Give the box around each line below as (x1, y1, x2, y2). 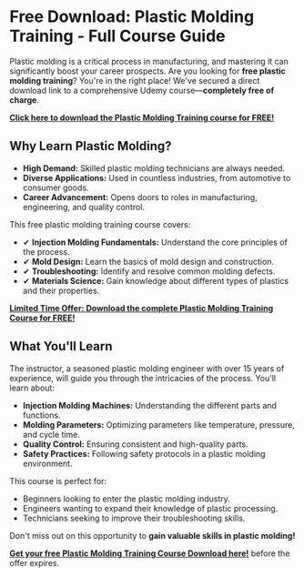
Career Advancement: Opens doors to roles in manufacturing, (22, 191, 258, 202)
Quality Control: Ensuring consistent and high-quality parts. (22, 439, 248, 450)
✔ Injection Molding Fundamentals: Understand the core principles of (22, 237, 289, 248)
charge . (9, 94, 39, 106)
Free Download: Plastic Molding (9, 6, 255, 27)
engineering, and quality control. (22, 201, 146, 212)
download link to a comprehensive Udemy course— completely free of (9, 85, 275, 96)
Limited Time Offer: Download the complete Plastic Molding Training (9, 302, 274, 313)
